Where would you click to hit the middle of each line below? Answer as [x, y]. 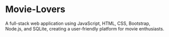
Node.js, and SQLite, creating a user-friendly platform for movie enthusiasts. [85, 28]
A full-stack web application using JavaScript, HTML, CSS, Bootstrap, [78, 23]
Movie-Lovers [35, 9]
